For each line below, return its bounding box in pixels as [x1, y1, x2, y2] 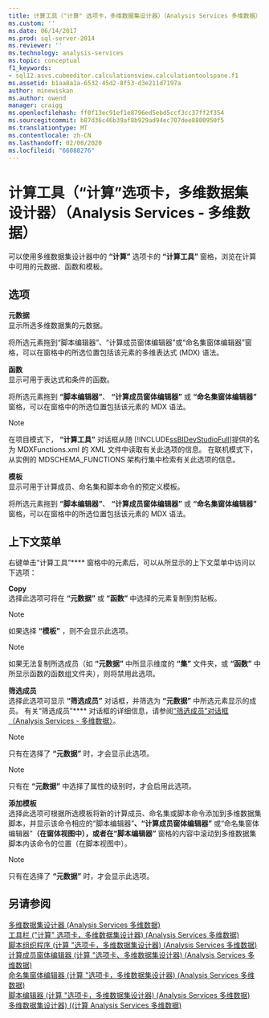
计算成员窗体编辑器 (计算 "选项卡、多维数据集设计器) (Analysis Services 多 [8, 950, 255, 959]
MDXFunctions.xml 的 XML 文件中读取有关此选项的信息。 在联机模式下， [17, 445, 258, 454]
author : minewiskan [8, 86, 74, 95]
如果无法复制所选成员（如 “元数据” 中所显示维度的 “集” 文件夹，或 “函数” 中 [8, 659, 261, 668]
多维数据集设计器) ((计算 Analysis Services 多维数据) [8, 1000, 182, 1010]
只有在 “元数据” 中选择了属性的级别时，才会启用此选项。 [8, 781, 196, 790]
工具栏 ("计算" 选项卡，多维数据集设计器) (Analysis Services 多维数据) [8, 930, 239, 939]
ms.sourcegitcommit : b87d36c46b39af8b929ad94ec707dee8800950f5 [8, 117, 225, 125]
